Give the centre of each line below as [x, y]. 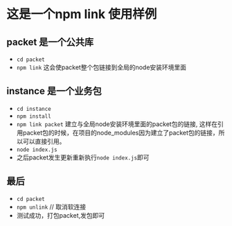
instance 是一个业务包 [54, 91]
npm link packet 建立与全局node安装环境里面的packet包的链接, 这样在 [117, 124]
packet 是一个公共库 [50, 42]
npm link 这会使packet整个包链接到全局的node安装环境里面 [101, 67]
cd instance [34, 109]
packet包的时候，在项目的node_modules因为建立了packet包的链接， [121, 132]
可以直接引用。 [44, 141]
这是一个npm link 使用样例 [82, 14]
